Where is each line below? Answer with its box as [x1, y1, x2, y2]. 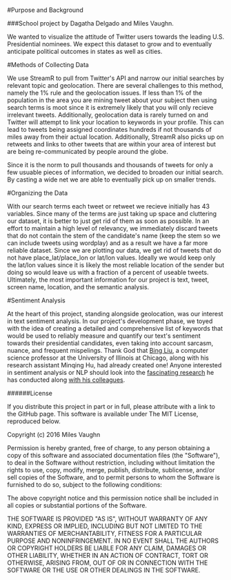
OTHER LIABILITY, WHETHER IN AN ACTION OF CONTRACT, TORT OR [7, 552, 208, 559]
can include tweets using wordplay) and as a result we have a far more [7, 239, 208, 247]
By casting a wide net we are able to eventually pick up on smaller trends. [7, 175, 217, 184]
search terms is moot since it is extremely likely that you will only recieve [7, 104, 214, 111]
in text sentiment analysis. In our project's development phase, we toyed [7, 317, 213, 325]
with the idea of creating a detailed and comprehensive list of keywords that [7, 325, 223, 332]
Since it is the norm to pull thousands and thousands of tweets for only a [7, 161, 214, 168]
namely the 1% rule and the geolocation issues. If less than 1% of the [7, 89, 203, 97]
